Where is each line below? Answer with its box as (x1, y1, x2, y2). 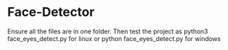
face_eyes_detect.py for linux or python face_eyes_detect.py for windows (7, 34, 221, 42)
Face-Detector (7, 4, 95, 20)
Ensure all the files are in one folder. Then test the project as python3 (7, 27, 208, 35)
